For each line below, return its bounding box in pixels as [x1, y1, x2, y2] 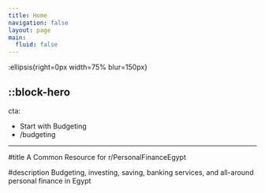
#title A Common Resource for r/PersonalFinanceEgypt [8, 152, 187, 161]
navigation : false [8, 19, 69, 27]
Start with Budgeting [19, 121, 87, 131]
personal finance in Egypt [8, 176, 91, 185]
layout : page [8, 26, 51, 34]
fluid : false [15, 41, 58, 49]
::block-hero [8, 85, 71, 98]
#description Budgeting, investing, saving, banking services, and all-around [8, 167, 254, 177]
